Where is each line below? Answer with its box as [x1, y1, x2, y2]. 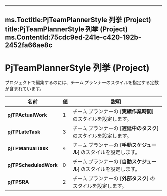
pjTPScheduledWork [7, 162, 58, 169]
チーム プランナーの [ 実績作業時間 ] [72, 108, 154, 115]
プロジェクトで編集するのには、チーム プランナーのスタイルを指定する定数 [5, 80, 159, 86]
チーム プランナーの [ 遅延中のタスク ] [72, 125, 159, 132]
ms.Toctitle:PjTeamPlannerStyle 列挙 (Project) [5, 16, 151, 24]
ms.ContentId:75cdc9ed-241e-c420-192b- [5, 33, 142, 42]
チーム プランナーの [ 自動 [72, 158, 132, 165]
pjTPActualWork [7, 112, 47, 119]
